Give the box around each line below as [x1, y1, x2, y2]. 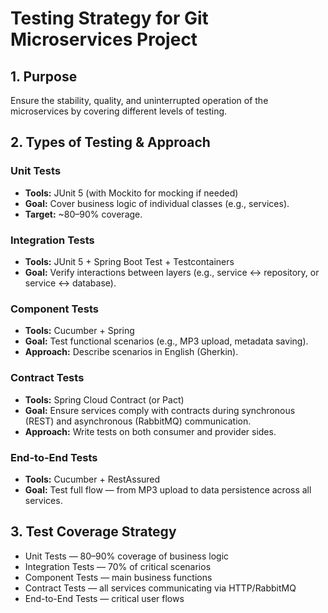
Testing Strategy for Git [10, 7, 209, 30]
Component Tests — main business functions [24, 571, 213, 583]
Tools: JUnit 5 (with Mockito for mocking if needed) [24, 187, 239, 199]
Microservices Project [10, 28, 198, 51]
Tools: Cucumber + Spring [24, 325, 135, 337]
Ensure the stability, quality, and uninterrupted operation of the [10, 95, 269, 106]
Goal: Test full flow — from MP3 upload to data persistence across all [24, 483, 312, 496]
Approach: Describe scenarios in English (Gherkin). [24, 346, 239, 358]
